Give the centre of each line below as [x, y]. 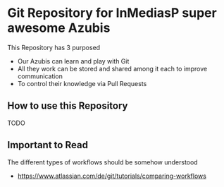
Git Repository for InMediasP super [112, 13]
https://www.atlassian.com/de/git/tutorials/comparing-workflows [112, 176]
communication [40, 76]
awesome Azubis [59, 28]
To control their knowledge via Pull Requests [82, 83]
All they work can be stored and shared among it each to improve [112, 68]
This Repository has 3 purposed [54, 47]
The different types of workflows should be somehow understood [103, 162]
